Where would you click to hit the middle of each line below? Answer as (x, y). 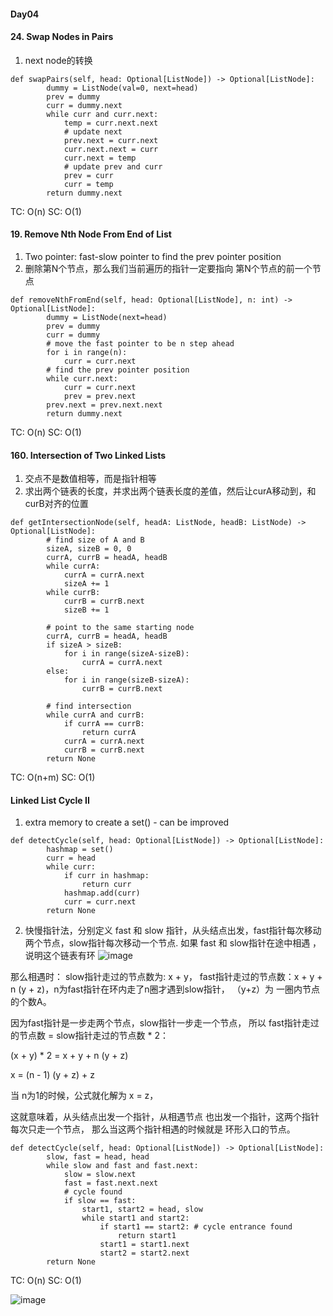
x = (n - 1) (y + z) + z (53, 1075)
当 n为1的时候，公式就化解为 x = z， (84, 1096)
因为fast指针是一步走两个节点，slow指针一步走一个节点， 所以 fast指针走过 (165, 1023)
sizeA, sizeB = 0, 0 (89, 549)
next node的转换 (58, 60)
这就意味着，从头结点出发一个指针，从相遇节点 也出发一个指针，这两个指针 (165, 1117)
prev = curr (88, 175)
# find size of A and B (95, 540)
